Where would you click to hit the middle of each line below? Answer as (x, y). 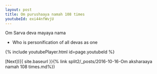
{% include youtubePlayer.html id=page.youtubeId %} (60, 52)
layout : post (19, 10)
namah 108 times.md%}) (30, 67)
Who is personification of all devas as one (55, 42)
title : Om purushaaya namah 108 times (45, 14)
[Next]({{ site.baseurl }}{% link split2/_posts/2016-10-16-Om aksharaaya (79, 62)
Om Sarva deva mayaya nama (36, 33)
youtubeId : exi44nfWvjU (30, 19)
